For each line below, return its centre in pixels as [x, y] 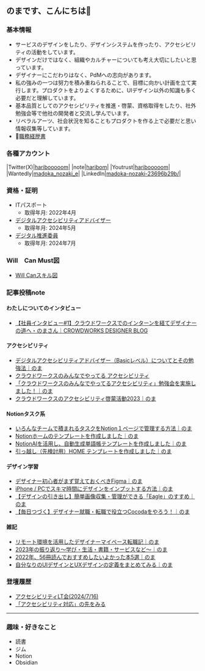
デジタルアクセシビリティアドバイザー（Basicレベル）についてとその [102, 360]
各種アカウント [28, 153]
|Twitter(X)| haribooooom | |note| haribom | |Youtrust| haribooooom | [88, 167]
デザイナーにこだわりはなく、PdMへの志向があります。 [85, 75]
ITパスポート [31, 205]
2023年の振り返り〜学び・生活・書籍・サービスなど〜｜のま [91, 549]
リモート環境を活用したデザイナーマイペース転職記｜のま [87, 541]
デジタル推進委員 [37, 236]
